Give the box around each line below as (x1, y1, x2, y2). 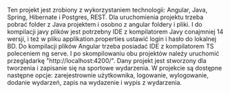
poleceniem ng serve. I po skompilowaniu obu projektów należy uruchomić (7, 49, 220, 57)
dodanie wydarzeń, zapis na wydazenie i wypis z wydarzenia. (7, 79, 182, 86)
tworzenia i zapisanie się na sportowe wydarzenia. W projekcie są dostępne (7, 64, 222, 72)
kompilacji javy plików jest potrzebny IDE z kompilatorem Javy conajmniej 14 (7, 27, 224, 36)
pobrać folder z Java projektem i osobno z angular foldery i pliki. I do (7, 21, 202, 28)
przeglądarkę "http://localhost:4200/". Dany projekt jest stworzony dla (7, 57, 207, 64)
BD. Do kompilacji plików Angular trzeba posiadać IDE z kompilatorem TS (7, 42, 214, 50)
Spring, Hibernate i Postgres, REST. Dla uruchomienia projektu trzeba (7, 13, 204, 21)
